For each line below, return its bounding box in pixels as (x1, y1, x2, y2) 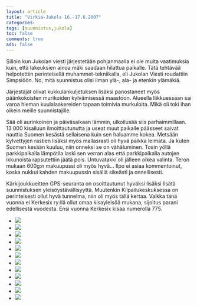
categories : (6, 19, 35, 25)
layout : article (6, 8, 46, 15)
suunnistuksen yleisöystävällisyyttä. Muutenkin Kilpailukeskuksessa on (6, 186, 179, 193)
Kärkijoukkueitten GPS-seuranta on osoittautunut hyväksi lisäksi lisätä (6, 180, 176, 187)
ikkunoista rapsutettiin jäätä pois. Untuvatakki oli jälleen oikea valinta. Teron (6, 156, 190, 163)
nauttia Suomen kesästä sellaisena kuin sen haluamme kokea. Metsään (6, 131, 179, 138)
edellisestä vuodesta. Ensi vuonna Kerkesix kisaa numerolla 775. (6, 205, 163, 212)
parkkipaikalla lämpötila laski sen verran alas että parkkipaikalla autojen (6, 149, 180, 157)
